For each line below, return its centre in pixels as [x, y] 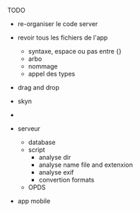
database [42, 142]
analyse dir [55, 157]
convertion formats [66, 180]
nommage [43, 66]
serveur [29, 129]
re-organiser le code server [58, 24]
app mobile [34, 201]
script [36, 150]
